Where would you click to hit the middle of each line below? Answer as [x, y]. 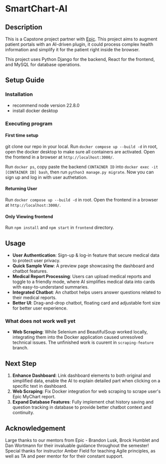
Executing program [29, 124]
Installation [19, 94]
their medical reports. [34, 298]
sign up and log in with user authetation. [46, 177]
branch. [20, 348]
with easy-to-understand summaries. [50, 287]
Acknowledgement [35, 428]
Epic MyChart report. [34, 397]
